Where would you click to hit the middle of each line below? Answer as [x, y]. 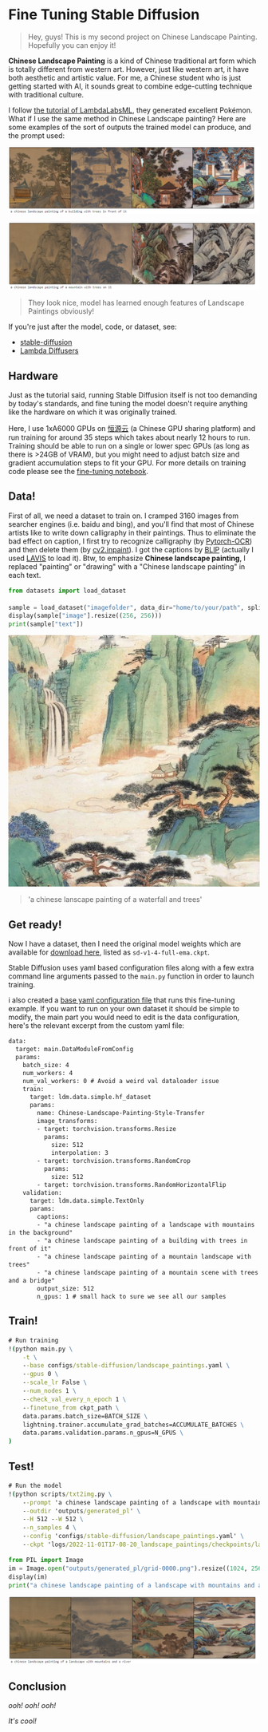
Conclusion [37, 1686]
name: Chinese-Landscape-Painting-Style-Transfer [121, 1113]
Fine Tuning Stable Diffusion [104, 15]
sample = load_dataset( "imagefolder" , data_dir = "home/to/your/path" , [126, 607]
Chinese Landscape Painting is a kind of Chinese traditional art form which [132, 61]
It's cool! [23, 1721]
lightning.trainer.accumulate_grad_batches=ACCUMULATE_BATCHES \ [134, 1425]
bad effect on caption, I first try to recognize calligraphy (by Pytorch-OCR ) [130, 541]
